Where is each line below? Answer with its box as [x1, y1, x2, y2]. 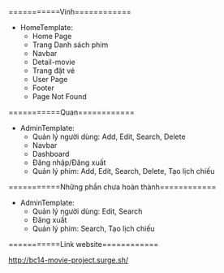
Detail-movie [32, 57, 75, 67]
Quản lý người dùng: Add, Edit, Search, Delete [32, 132, 186, 141]
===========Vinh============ [8, 7, 131, 16]
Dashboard [32, 149, 70, 158]
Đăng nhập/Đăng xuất [32, 158, 106, 167]
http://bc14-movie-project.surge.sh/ [8, 255, 129, 265]
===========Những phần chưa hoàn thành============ [8, 182, 217, 192]
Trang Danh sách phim [32, 40, 109, 50]
